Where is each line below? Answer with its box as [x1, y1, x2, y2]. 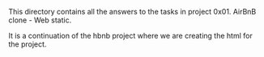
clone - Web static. [8, 15, 72, 25]
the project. [8, 39, 47, 49]
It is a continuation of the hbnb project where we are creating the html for [8, 31, 253, 40]
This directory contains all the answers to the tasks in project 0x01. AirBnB [8, 7, 257, 16]
